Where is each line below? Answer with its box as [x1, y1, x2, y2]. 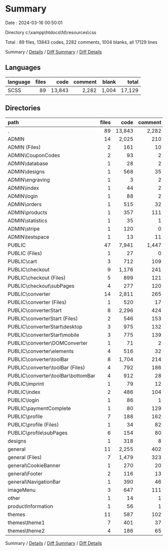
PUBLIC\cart [7, 258, 37, 265]
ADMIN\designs [7, 168, 45, 175]
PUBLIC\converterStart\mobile [7, 331, 79, 338]
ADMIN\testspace [7, 233, 49, 240]
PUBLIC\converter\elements [7, 348, 74, 355]
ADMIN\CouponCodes [7, 152, 60, 159]
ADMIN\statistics [7, 217, 47, 224]
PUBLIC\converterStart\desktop [7, 323, 82, 330]
